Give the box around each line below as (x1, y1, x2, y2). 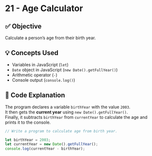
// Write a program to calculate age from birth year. (5, 128, 118, 133)
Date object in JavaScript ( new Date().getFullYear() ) (12, 67, 118, 72)
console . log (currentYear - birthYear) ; (5, 146, 85, 151)
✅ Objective (5, 22, 42, 30)
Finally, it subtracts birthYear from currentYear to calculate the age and (5, 114, 148, 120)
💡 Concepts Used (5, 49, 59, 57)
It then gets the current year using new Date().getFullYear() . (5, 109, 128, 115)
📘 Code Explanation (5, 91, 65, 99)
